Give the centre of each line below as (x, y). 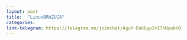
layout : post (22, 11)
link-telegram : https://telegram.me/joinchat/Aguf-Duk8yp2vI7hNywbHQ (94, 28)
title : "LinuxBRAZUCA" (36, 17)
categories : (21, 22)
